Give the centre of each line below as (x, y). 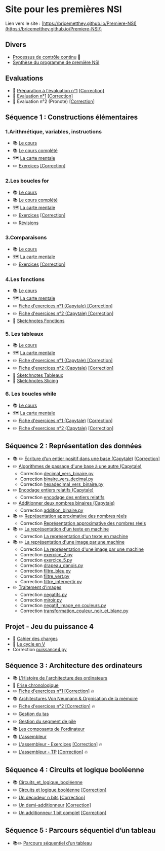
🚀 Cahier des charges (35, 639)
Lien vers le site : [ (24, 23)
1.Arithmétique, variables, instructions (54, 131)
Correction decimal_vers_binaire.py (57, 473)
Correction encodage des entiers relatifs (62, 497)
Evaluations (24, 78)
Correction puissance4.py (39, 650)
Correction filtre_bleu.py (45, 571)
